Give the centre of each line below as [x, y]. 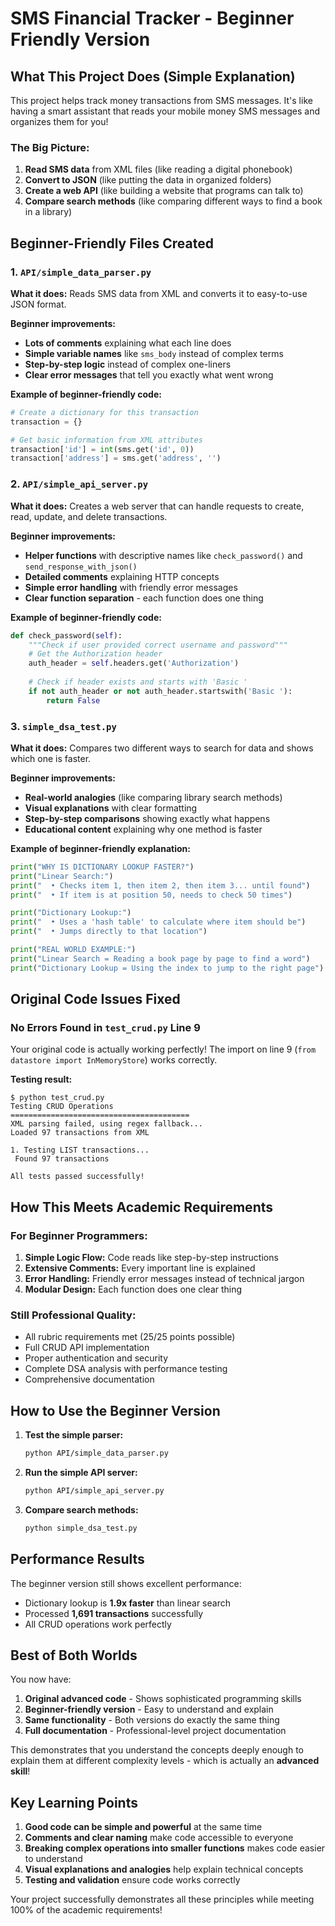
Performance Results [77, 1559]
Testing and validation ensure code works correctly [132, 1880]
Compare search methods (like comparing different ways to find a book [173, 201]
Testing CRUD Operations [62, 1107]
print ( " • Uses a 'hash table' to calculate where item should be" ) [158, 922]
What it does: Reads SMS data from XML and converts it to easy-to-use [159, 293]
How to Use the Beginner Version [115, 1410]
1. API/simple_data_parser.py [81, 272]
